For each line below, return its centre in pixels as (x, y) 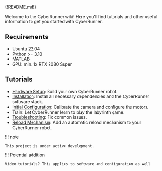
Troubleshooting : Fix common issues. (49, 117)
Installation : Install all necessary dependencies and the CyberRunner (81, 96)
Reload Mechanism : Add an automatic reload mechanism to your (77, 122)
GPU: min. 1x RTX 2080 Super (42, 64)
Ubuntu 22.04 (26, 49)
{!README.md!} (21, 7)
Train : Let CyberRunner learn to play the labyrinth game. (68, 112)
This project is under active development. (50, 146)
